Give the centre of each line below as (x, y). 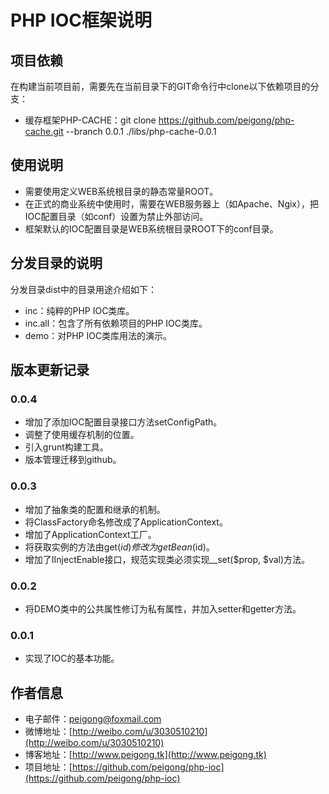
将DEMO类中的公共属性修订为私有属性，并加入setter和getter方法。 (163, 608)
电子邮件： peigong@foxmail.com (93, 719)
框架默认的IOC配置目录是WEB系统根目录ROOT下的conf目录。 (151, 228)
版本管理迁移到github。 (73, 460)
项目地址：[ (48, 767)
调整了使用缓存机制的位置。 (82, 435)
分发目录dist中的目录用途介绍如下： (83, 289)
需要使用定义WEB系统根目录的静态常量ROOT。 (121, 191)
